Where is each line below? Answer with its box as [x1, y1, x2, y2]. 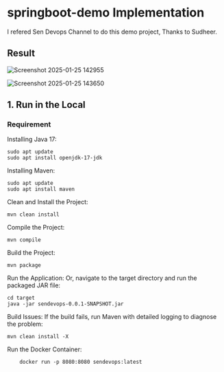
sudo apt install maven [7, 186, 75, 193]
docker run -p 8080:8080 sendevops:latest [19, 359, 142, 366]
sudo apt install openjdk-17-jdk [7, 155, 103, 162]
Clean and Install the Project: [7, 198, 88, 206]
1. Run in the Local [7, 99, 86, 111]
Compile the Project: [7, 223, 65, 232]
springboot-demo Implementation [7, 5, 205, 21]
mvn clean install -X [7, 333, 69, 340]
